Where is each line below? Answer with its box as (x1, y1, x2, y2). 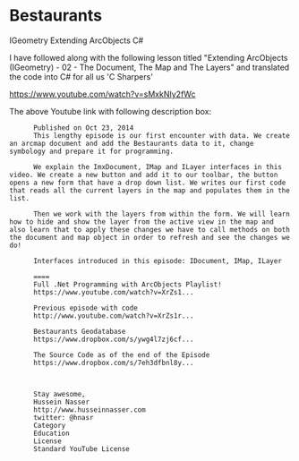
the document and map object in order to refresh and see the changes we (9, 233, 291, 242)
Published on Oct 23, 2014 (32, 123, 134, 132)
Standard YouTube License (32, 444, 130, 453)
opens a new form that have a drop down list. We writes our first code (9, 178, 286, 187)
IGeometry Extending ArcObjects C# (9, 35, 144, 46)
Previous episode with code (32, 303, 139, 312)
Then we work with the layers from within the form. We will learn (32, 209, 291, 218)
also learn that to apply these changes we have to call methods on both (9, 225, 291, 234)
